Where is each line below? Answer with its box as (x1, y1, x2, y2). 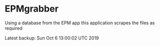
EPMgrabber (5, 3, 59, 15)
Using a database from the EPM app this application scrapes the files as (5, 20, 155, 26)
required (5, 25, 23, 31)
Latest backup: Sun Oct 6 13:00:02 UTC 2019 (5, 35, 99, 41)
